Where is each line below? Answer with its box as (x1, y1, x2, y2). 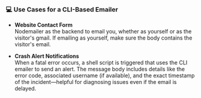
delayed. (14, 85, 36, 93)
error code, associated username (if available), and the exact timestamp (14, 72, 195, 79)
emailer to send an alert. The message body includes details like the (14, 66, 185, 73)
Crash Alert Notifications (14, 52, 80, 60)
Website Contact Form (14, 21, 73, 29)
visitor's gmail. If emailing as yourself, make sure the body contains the (14, 34, 192, 41)
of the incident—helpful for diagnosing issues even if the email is (14, 79, 177, 86)
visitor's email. (14, 41, 51, 48)
